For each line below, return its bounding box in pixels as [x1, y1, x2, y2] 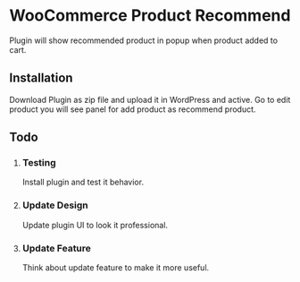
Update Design [21, 199, 89, 211]
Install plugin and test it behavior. [21, 176, 145, 188]
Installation [9, 71, 73, 86]
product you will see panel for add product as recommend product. [9, 104, 256, 115]
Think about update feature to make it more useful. [21, 262, 210, 273]
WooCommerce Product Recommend [9, 5, 291, 26]
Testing [21, 157, 56, 169]
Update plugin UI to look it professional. [21, 219, 168, 230]
